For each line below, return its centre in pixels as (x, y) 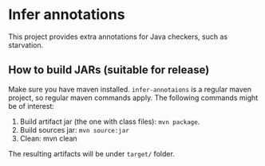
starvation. (26, 44)
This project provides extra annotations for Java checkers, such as (118, 37)
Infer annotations (67, 15)
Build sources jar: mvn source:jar (74, 129)
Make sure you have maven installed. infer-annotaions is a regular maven (130, 89)
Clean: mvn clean (48, 138)
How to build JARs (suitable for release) (109, 70)
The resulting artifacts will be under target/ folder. (92, 153)
